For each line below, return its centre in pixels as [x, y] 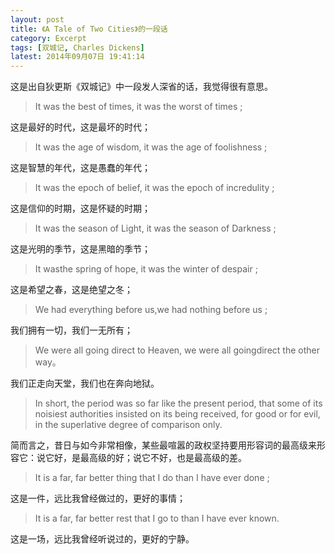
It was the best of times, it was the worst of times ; [138, 107]
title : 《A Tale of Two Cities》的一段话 [89, 29]
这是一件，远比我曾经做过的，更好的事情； [98, 498]
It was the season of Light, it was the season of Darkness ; [155, 228]
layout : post [37, 19]
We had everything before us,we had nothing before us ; [151, 310]
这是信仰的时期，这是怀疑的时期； [80, 208]
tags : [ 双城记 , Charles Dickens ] [77, 47]
